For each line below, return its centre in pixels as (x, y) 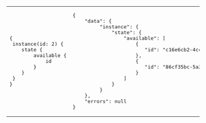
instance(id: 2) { (38, 44)
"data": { (98, 21)
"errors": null (106, 101)
